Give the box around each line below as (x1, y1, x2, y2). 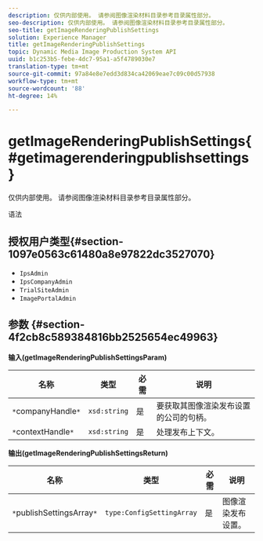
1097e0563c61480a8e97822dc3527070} (8, 247, 215, 261)
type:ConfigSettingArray (104, 508, 198, 517)
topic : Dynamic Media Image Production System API (8, 48, 177, 56)
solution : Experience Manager (8, 33, 107, 42)
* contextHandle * (12, 426, 74, 437)
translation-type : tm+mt (8, 63, 89, 71)
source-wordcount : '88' (8, 84, 86, 93)
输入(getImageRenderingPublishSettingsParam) (8, 353, 168, 362)
